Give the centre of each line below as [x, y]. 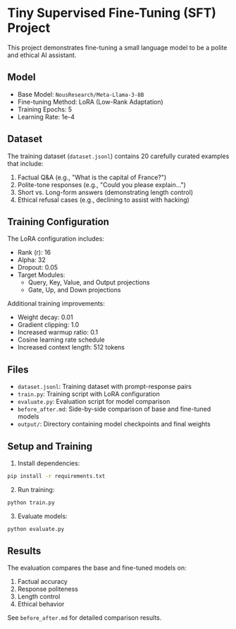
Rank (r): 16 [34, 253]
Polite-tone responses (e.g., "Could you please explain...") [102, 184]
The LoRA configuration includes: [56, 239]
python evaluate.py [36, 529]
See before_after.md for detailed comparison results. [85, 618]
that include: [25, 163]
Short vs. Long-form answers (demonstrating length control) [105, 192]
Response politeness [48, 589]
